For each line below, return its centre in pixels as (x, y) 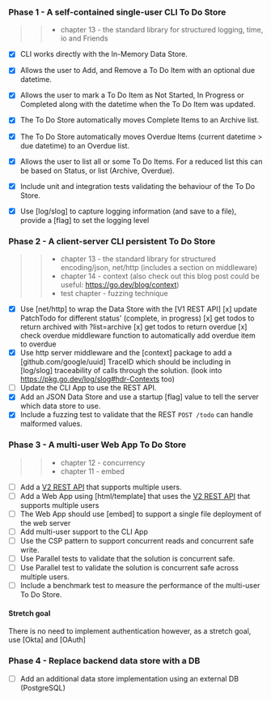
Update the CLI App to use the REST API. (88, 388)
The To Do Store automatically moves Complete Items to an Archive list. (140, 120)
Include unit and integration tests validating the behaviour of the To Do (138, 186)
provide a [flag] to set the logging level (85, 220)
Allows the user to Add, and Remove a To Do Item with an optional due (138, 71)
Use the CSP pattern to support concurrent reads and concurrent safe (137, 540)
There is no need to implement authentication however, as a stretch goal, (130, 631)
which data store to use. (60, 406)
